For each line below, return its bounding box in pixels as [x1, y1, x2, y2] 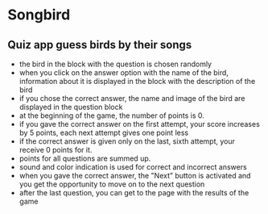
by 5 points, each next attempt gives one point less [19, 128, 189, 137]
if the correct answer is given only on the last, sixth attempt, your [19, 136, 235, 146]
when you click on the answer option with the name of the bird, [19, 68, 229, 78]
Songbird [7, 6, 71, 24]
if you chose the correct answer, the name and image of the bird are [19, 94, 245, 103]
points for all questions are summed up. [19, 153, 151, 163]
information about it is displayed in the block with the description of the [19, 77, 256, 86]
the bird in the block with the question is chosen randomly [19, 59, 212, 69]
